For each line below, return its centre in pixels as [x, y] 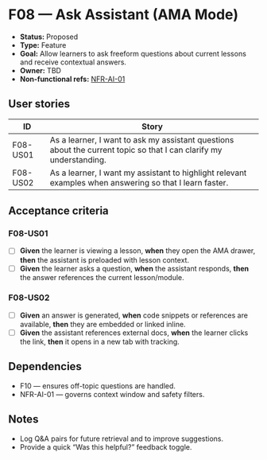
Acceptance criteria [58, 211]
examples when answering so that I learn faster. [139, 182]
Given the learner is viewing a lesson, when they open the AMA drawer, [137, 251]
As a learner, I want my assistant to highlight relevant [148, 173]
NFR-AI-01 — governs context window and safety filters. [112, 394]
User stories [39, 104]
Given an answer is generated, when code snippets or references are [134, 315]
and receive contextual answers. [73, 62]
